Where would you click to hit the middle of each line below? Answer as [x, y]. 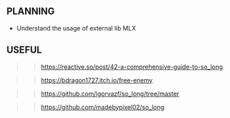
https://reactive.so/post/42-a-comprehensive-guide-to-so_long [132, 67]
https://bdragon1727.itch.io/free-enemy [97, 80]
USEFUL [24, 50]
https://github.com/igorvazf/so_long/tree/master [110, 94]
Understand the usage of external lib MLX [76, 28]
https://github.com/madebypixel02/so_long [103, 107]
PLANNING [30, 11]
